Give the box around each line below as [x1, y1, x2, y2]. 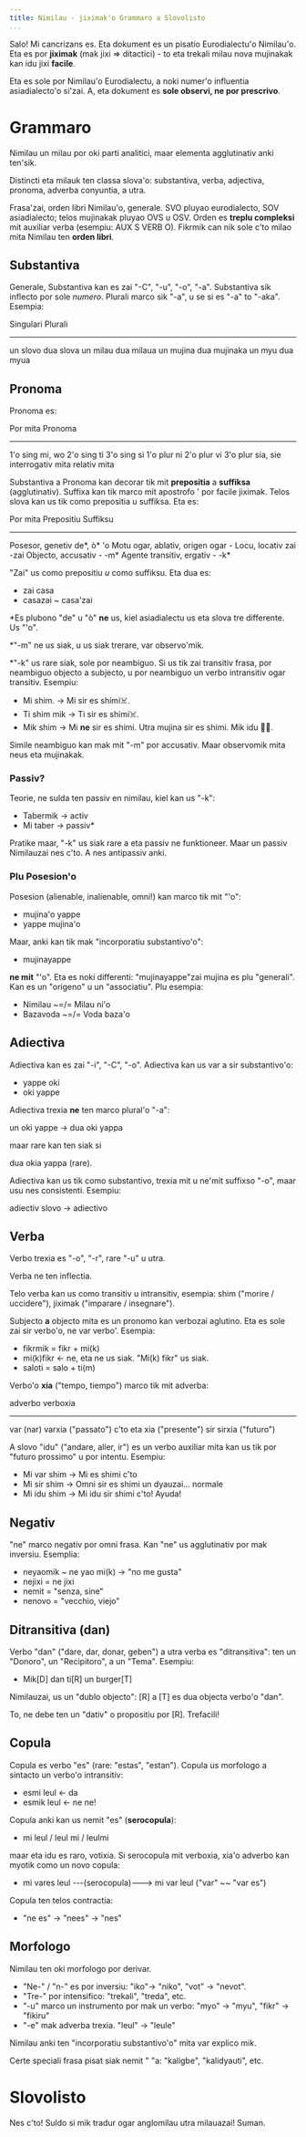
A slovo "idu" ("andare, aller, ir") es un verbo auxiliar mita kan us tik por [9, 1442, 277, 1453]
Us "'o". [9, 622, 38, 633]
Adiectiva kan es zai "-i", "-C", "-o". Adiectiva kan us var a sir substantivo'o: [9, 1059, 294, 1070]
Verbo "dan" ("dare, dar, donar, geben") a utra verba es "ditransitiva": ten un [9, 1646, 297, 1657]
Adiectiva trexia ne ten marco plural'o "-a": [9, 1104, 170, 1115]
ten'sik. [9, 157, 37, 168]
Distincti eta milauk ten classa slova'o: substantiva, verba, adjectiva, [9, 174, 265, 185]
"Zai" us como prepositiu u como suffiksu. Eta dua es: [9, 568, 211, 579]
